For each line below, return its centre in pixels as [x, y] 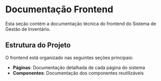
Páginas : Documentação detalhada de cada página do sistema [79, 67]
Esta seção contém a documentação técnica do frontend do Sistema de [81, 24]
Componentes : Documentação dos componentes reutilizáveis [78, 73]
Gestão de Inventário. [28, 29]
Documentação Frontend [59, 9]
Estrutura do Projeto [38, 45]
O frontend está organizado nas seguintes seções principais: [70, 57]
